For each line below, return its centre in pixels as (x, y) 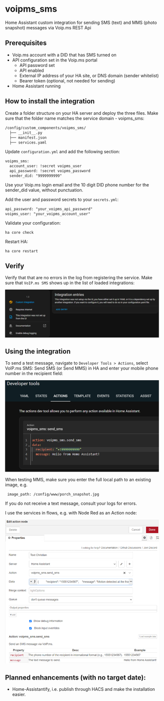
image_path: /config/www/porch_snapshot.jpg (53, 494)
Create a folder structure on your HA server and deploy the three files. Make (82, 113)
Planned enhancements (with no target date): (75, 677)
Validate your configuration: (33, 223)
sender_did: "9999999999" (36, 176)
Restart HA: (17, 241)
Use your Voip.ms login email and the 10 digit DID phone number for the (77, 185)
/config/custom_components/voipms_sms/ (46, 128)
